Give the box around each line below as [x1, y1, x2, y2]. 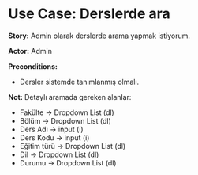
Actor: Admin [8, 46, 53, 55]
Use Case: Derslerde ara [8, 5, 171, 23]
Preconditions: [8, 61, 58, 71]
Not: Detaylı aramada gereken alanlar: [8, 92, 132, 101]
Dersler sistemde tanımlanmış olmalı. [19, 77, 140, 86]
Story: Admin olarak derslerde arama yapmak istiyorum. [8, 31, 191, 40]
